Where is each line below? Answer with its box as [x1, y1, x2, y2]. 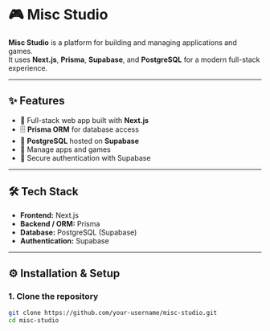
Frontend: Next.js [19, 210, 79, 220]
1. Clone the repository [8, 290, 99, 301]
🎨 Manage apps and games [19, 145, 111, 154]
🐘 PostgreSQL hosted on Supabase [19, 136, 139, 145]
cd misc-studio [8, 317, 59, 325]
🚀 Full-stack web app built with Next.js [19, 115, 149, 125]
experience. [8, 63, 48, 72]
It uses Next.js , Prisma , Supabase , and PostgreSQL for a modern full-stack [8, 55, 260, 64]
